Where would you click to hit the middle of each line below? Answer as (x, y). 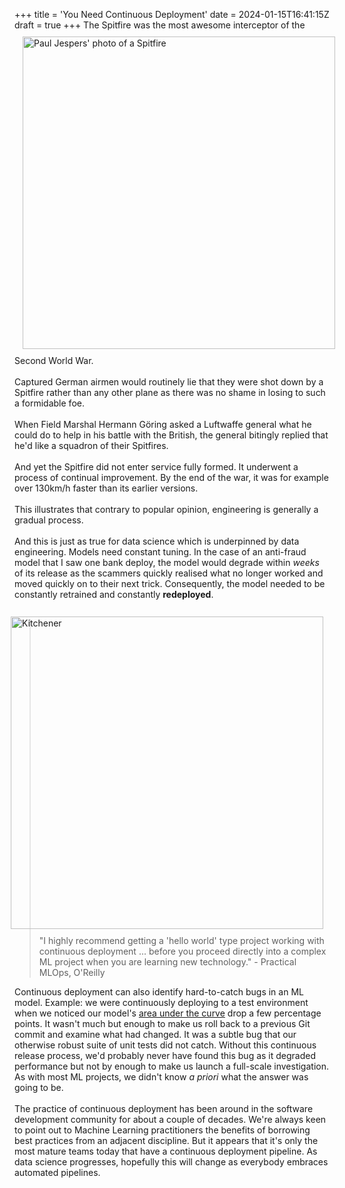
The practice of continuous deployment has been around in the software (164, 1108)
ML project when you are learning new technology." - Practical (167, 962)
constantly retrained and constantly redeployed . (114, 594)
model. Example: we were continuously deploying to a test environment (161, 1002)
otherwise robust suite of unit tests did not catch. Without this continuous (165, 1045)
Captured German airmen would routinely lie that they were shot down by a (169, 382)
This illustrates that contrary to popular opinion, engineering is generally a (166, 509)
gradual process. (49, 520)
